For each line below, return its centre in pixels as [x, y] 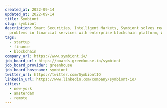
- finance [20, 47]
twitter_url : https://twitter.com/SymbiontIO [53, 75]
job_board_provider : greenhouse [39, 65]
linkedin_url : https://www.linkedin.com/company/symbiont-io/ [71, 79]
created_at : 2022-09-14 [30, 10]
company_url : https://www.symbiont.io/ [46, 56]
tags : [11, 38]
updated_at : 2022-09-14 [30, 14]
